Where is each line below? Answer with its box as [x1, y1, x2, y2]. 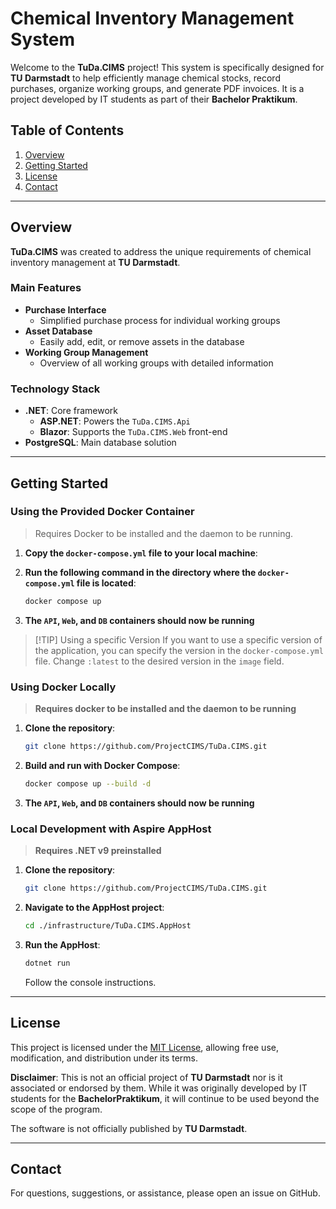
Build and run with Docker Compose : [24, 759, 181, 771]
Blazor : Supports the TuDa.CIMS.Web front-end [39, 426, 228, 438]
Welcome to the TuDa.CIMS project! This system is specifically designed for [10, 61, 325, 73]
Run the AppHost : [24, 938, 101, 951]
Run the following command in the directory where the [24, 566, 257, 578]
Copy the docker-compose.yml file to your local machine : [24, 547, 258, 559]
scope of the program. [10, 1103, 103, 1115]
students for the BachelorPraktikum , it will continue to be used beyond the [10, 1092, 320, 1104]
